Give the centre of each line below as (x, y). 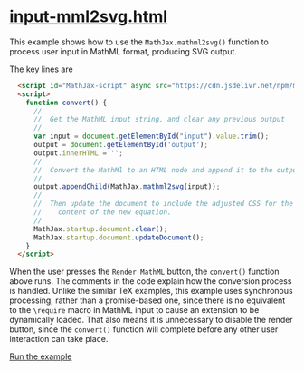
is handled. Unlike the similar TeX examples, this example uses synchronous (151, 291)
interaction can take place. (59, 339)
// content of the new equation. (102, 212)
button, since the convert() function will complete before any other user (144, 329)
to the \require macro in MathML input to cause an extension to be (134, 310)
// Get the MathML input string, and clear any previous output (159, 120)
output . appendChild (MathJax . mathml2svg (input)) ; (127, 187)
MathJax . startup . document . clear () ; (100, 229)
